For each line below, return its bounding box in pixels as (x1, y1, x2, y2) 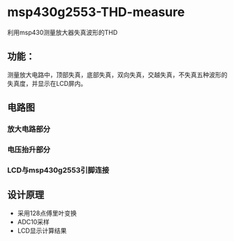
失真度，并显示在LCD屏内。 (7, 79, 87, 87)
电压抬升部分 (7, 145, 51, 154)
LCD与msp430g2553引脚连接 (7, 165, 110, 175)
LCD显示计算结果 (17, 226, 67, 235)
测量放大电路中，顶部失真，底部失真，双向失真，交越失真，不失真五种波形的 (7, 71, 228, 79)
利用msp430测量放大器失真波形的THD (7, 28, 118, 36)
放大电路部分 (7, 124, 51, 134)
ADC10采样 (17, 217, 50, 226)
